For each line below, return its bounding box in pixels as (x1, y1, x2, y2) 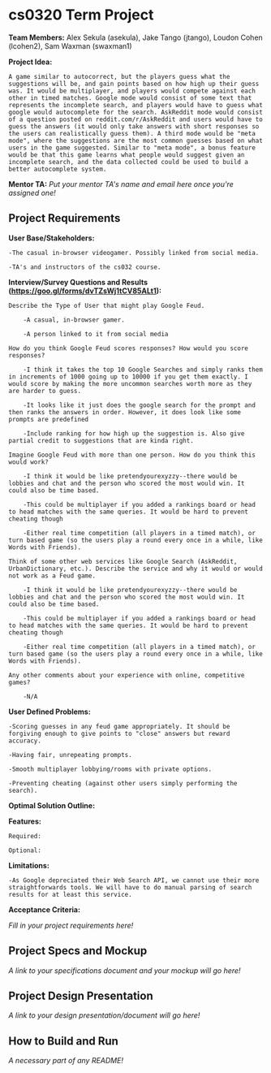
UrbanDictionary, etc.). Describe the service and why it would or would (8, 565, 264, 573)
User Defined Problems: (8, 707, 91, 716)
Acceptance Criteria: (8, 904, 81, 915)
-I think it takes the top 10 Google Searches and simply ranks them (23, 366, 264, 374)
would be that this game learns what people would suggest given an (8, 150, 245, 159)
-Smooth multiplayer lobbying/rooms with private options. (8, 765, 213, 773)
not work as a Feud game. (8, 571, 96, 580)
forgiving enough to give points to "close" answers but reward (8, 729, 230, 738)
